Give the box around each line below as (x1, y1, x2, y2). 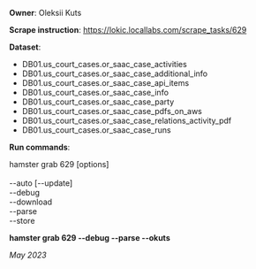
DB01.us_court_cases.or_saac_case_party (21, 96, 175, 107)
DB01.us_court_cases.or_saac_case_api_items (21, 78, 190, 88)
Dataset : (9, 42, 41, 52)
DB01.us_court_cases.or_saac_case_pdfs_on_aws (21, 106, 203, 116)
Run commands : (9, 142, 71, 152)
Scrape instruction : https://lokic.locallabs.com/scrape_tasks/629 (9, 25, 247, 35)
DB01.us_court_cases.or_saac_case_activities (21, 59, 187, 69)
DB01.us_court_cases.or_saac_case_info (21, 88, 169, 97)
